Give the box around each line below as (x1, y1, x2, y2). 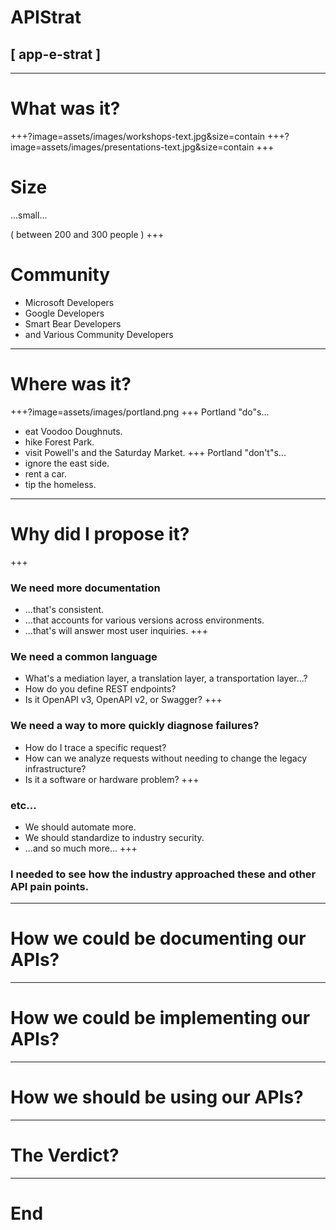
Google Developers (24, 307, 105, 319)
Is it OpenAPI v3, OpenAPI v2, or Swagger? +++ (24, 694, 223, 706)
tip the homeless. (24, 478, 97, 490)
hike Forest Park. (24, 436, 95, 448)
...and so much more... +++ (24, 842, 138, 854)
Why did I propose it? (10, 522, 190, 545)
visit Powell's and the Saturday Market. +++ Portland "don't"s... (24, 446, 287, 458)
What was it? (10, 97, 121, 120)
